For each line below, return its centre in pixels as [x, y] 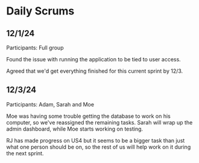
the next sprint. [25, 153]
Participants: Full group [35, 48]
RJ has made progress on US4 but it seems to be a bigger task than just [96, 140]
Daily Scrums [40, 11]
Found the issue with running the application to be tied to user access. [93, 59]
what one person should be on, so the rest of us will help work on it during [99, 147]
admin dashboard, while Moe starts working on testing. [75, 129]
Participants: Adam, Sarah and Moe [50, 104]
